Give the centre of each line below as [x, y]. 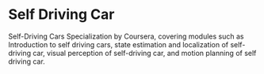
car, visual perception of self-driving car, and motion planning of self [145, 53]
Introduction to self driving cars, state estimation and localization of [118, 44]
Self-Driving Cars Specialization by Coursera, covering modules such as [126, 36]
